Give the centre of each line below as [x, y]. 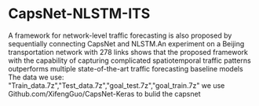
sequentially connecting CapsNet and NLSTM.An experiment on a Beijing [126, 43]
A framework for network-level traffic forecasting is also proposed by [120, 35]
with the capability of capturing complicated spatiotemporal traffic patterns [129, 60]
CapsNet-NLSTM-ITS [79, 14]
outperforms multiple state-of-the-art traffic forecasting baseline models [126, 68]
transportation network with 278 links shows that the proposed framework [128, 52]
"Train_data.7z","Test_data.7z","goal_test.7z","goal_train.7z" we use [117, 85]
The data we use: [36, 77]
